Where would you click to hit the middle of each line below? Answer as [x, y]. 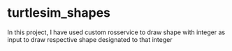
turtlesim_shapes [59, 13]
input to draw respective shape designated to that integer [90, 39]
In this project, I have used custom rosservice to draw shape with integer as [116, 32]
